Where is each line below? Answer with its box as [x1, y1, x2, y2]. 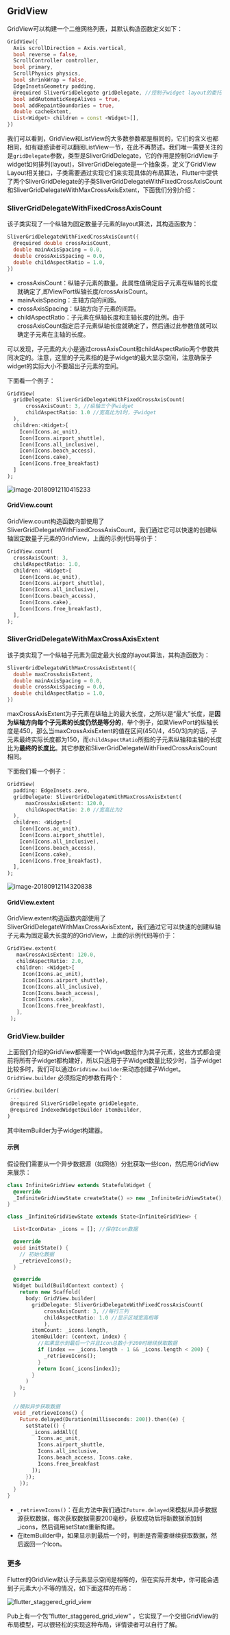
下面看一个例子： [7, 377, 55, 385]
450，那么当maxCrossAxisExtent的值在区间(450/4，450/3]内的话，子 [18, 727, 218, 735]
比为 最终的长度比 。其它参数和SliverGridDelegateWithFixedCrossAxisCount [7, 744, 218, 752]
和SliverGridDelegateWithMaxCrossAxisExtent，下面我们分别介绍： [7, 186, 197, 194]
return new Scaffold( [19, 1289, 81, 1296]
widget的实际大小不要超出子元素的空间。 [7, 361, 123, 370]
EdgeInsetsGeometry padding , [13, 82, 97, 90]
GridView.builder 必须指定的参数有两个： [7, 1073, 125, 1082]
